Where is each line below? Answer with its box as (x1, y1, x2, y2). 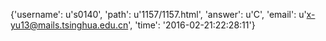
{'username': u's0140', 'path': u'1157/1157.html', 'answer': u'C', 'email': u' (10, 9, 307, 20)
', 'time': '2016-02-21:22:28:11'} (128, 19, 256, 31)
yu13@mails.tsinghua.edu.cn (10, 19, 129, 31)
